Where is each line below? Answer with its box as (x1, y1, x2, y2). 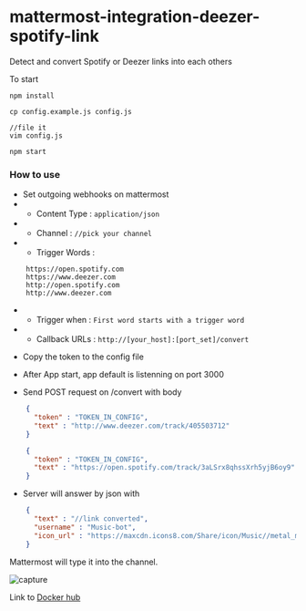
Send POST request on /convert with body (22, 387, 182, 398)
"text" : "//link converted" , (33, 514, 148, 523)
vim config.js (9, 130, 64, 140)
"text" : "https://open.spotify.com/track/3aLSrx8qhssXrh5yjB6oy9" (33, 463, 296, 472)
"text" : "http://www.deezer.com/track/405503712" (33, 421, 230, 430)
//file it (9, 123, 47, 132)
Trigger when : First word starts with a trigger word (36, 315, 245, 326)
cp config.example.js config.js (9, 107, 132, 116)
